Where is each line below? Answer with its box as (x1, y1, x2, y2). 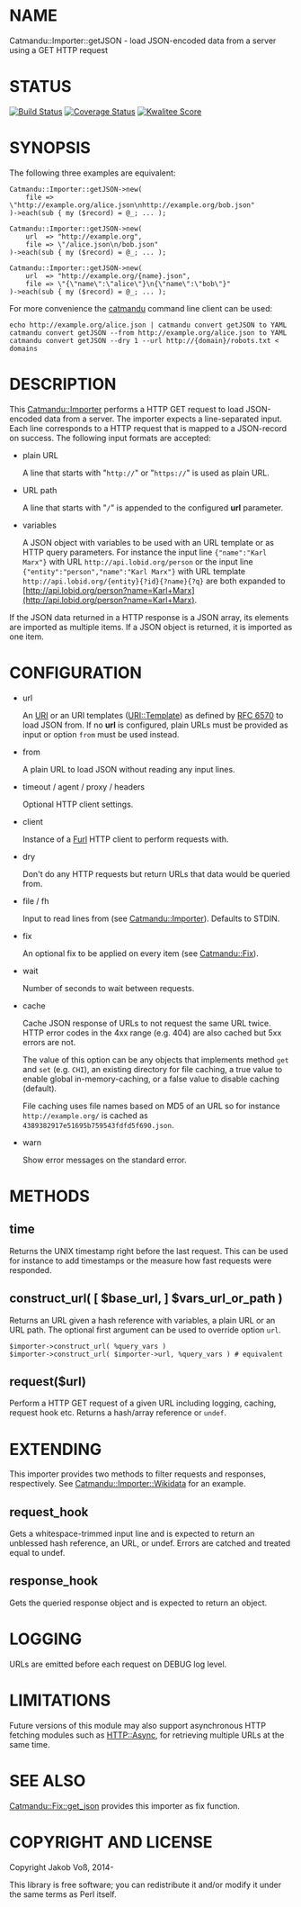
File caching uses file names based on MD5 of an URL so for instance (22, 1100, 280, 1111)
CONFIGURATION (9, 663, 142, 682)
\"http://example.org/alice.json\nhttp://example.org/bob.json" (9, 200, 255, 210)
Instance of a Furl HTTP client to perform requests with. (22, 834, 229, 845)
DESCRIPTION (9, 375, 117, 394)
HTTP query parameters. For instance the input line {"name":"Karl (22, 547, 268, 557)
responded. (9, 1264, 52, 1275)
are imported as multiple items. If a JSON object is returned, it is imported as (9, 621, 293, 632)
